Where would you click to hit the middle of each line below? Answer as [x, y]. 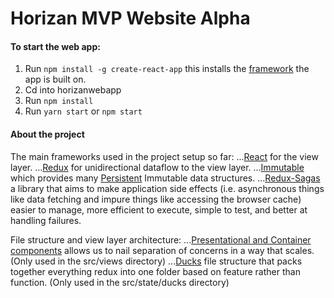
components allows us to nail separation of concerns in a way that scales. [162, 250]
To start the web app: [55, 46]
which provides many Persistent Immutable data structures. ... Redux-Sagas [165, 178]
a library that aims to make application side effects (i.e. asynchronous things [167, 188]
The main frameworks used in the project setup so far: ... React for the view [164, 156]
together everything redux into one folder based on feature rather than [155, 271]
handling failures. [46, 220]
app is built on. [55, 79]
